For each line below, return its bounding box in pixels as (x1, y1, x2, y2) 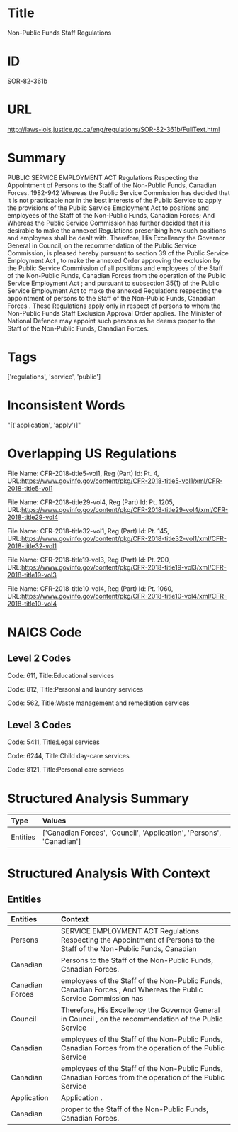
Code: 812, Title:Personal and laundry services (7, 684, 144, 693)
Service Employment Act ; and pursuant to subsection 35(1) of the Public (7, 279, 220, 287)
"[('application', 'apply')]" (7, 421, 81, 429)
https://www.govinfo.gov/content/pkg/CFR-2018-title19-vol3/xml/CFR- (21, 562, 227, 572)
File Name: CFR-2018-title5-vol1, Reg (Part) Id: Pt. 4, (7, 469, 159, 477)
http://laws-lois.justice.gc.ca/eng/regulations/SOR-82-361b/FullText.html (7, 125, 220, 133)
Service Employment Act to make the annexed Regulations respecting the (7, 286, 222, 295)
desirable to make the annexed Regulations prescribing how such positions (7, 226, 227, 235)
